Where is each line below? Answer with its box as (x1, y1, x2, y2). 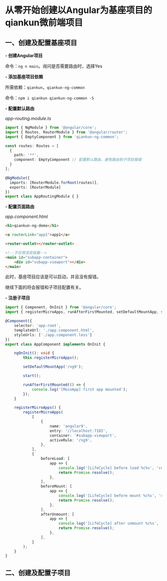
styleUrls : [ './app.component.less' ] (14, 332, 92, 337)
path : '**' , (14, 152, 39, 157)
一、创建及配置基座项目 (5, 38, 77, 47)
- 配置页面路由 (5, 204, 35, 210)
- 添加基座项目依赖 (5, 74, 43, 80)
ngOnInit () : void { (14, 351, 55, 356)
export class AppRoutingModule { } (5, 194, 79, 199)
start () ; (23, 373, 41, 378)
